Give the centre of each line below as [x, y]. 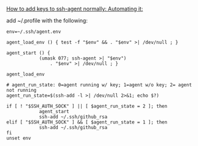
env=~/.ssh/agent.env [34, 32]
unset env [19, 138]
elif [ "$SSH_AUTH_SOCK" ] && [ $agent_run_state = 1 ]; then [87, 122]
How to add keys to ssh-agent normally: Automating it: [75, 9]
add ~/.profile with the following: [47, 20]
